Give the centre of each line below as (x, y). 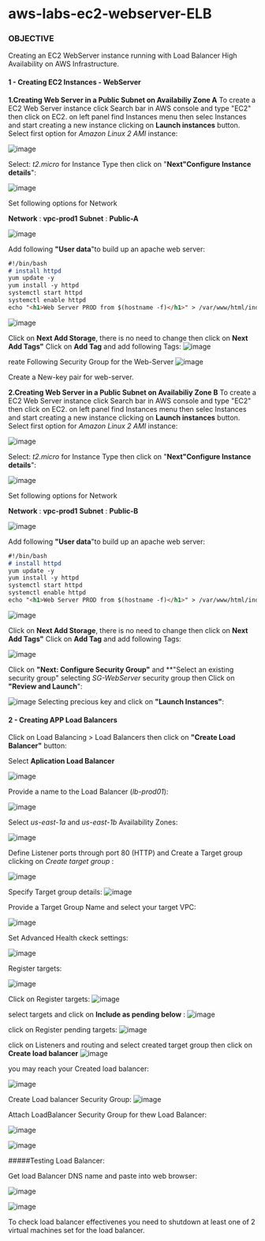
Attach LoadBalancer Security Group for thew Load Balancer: (108, 1115)
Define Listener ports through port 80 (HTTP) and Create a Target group (125, 853)
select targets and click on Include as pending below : (97, 1015)
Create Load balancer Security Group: (70, 1100)
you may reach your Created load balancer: (79, 1069)
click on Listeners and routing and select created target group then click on (130, 1045)
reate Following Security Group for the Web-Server (91, 361)
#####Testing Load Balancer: (56, 1161)
